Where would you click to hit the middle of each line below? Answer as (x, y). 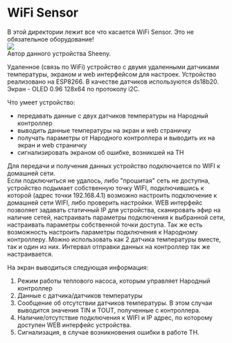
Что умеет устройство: (41, 102)
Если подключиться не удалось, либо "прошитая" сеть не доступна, (108, 180)
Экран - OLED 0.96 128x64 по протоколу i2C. (73, 89)
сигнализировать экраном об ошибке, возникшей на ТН (101, 152)
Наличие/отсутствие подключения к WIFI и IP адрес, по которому (115, 317)
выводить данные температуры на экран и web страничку (104, 130)
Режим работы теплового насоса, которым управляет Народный (114, 281)
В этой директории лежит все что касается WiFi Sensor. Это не (100, 32)
